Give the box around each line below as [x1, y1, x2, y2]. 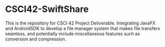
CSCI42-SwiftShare [5, 3, 89, 15]
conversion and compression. [5, 36, 66, 42]
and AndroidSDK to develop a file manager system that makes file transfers [5, 25, 160, 31]
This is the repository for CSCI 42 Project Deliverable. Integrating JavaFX [5, 20, 156, 26]
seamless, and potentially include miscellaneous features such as [5, 30, 140, 36]
